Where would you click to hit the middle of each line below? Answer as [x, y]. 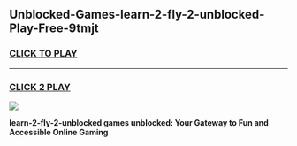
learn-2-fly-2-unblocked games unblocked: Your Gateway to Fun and [139, 122]
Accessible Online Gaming [59, 132]
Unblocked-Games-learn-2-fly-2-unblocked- [137, 15]
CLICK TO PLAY [43, 54]
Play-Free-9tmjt [54, 29]
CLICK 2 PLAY [40, 87]
